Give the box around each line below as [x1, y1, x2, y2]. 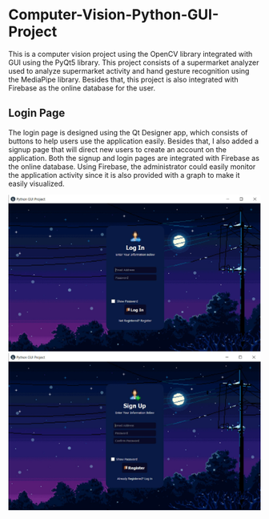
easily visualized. [8, 179, 66, 188]
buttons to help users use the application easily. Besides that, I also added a [8, 136, 259, 146]
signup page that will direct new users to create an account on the [8, 144, 227, 154]
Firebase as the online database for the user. [8, 82, 156, 93]
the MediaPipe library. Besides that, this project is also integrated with [8, 74, 239, 84]
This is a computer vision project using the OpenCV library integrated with [8, 49, 253, 58]
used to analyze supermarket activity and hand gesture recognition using [8, 66, 250, 75]
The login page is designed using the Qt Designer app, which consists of [8, 127, 248, 137]
